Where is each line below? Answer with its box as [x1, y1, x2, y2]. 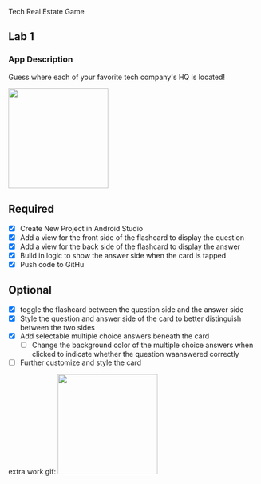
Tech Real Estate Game [8, 7, 85, 16]
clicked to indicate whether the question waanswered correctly [31, 349, 239, 358]
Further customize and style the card [19, 358, 142, 367]
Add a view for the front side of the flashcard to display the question [19, 232, 245, 242]
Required [8, 202, 54, 216]
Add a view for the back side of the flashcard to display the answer [19, 242, 241, 251]
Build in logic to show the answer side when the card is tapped [19, 250, 227, 260]
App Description [8, 54, 73, 65]
